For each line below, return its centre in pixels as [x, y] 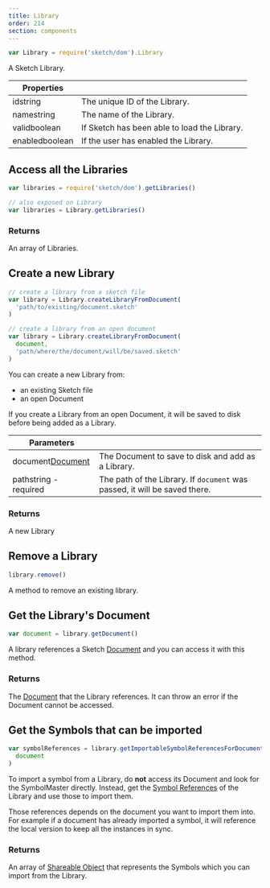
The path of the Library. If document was [174, 479]
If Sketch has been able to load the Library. [162, 128]
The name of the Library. [128, 115]
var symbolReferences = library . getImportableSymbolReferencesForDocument [136, 749]
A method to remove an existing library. [74, 590]
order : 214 [27, 23]
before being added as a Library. [62, 423]
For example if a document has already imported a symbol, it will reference [132, 820]
